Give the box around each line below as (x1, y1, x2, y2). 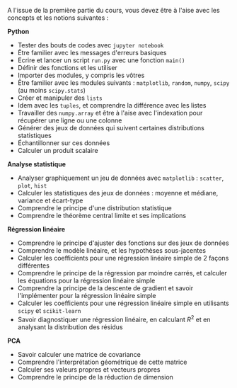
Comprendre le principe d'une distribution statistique (17, 204, 172, 212)
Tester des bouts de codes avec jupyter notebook (17, 41, 164, 49)
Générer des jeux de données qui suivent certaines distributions (17, 124, 205, 132)
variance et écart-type (17, 196, 83, 205)
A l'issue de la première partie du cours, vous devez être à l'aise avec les (7, 6, 221, 14)
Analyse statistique (7, 160, 66, 169)
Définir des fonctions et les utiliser (17, 64, 118, 72)
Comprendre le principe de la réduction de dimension (17, 372, 173, 381)
